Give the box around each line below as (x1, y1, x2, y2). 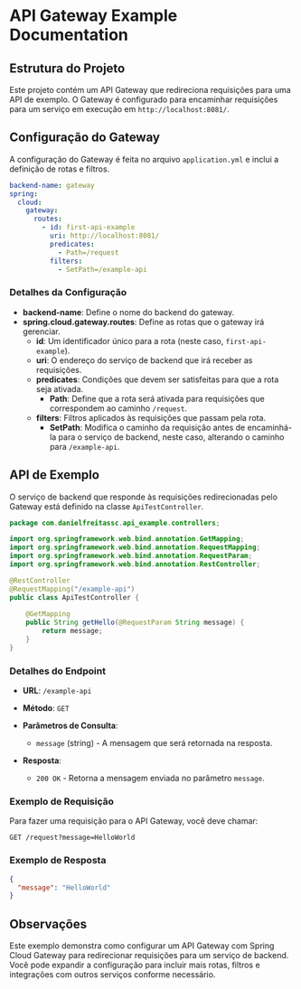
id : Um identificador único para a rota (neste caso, (35, 335, 224, 346)
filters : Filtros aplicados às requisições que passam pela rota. (35, 412, 267, 423)
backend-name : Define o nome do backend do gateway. (22, 306, 235, 317)
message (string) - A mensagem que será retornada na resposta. (35, 738, 273, 749)
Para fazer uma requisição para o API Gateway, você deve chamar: (9, 816, 259, 826)
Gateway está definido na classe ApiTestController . (9, 500, 204, 511)
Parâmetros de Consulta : (22, 720, 118, 732)
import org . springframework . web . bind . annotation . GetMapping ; (9, 535, 245, 544)
